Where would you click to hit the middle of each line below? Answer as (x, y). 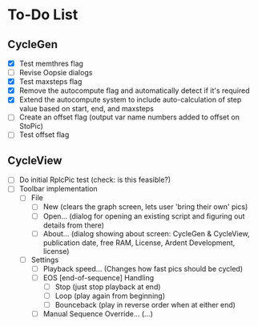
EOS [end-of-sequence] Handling (99, 277)
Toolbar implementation (58, 189)
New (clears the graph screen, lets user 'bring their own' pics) (145, 207)
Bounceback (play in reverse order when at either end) (145, 304)
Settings (45, 260)
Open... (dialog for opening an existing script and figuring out (144, 216)
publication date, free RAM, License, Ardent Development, (139, 243)
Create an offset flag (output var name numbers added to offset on (129, 117)
